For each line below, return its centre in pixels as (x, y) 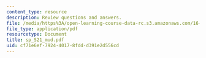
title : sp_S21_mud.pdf (35, 40)
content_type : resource (37, 12)
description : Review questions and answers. (64, 18)
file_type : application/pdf (42, 29)
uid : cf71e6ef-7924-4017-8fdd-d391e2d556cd (63, 46)
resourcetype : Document (37, 34)
